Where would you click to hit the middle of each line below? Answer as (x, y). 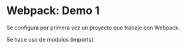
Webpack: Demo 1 (53, 11)
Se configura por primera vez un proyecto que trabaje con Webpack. (93, 28)
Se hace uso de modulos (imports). (51, 39)
